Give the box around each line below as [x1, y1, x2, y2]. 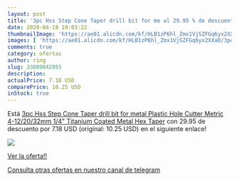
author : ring [7, 57, 46, 64]
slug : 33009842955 [7, 63, 62, 71]
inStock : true [7, 90, 50, 97]
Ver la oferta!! [7, 152, 48, 160]
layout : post [7, 10, 46, 18]
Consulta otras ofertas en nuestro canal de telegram [7, 165, 161, 175]
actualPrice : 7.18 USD [7, 76, 75, 84]
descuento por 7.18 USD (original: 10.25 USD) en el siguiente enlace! [7, 125, 207, 133]
